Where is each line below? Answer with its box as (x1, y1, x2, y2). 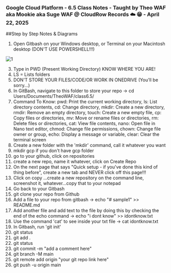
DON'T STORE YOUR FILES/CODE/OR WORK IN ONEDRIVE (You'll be (13, 77, 159, 83)
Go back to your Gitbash (13, 186, 65, 192)
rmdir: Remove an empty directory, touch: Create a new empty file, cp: (13, 110, 162, 116)
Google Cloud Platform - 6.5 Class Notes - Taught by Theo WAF (6, 4, 166, 11)
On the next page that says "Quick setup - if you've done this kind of (13, 164, 158, 170)
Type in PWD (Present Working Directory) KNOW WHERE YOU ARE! (13, 66, 156, 72)
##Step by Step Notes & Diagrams (6, 31, 78, 37)
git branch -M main (13, 251, 54, 257)
